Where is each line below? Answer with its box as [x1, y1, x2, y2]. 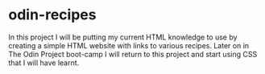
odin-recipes [8, 6, 97, 24]
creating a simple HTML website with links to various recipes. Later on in [8, 40, 250, 50]
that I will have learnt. [8, 58, 80, 68]
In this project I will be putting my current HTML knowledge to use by [8, 32, 238, 42]
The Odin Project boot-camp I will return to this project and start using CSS [8, 49, 258, 59]
